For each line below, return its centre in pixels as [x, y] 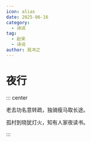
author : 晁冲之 [23, 50]
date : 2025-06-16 [27, 17]
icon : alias [21, 11]
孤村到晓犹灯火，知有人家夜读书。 [47, 122]
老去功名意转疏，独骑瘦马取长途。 [47, 110]
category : [18, 22]
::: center [17, 97]
